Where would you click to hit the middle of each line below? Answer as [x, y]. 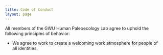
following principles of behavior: [37, 33]
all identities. [25, 48]
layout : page [18, 14]
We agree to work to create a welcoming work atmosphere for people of [85, 43]
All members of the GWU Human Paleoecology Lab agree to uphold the [77, 28]
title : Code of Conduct [29, 10]
